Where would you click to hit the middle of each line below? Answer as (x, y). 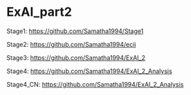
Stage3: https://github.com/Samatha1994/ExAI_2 (76, 57)
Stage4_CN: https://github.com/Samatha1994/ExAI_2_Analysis (95, 84)
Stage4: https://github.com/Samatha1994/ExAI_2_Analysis (89, 71)
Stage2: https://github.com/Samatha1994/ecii (71, 44)
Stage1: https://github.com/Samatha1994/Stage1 (75, 31)
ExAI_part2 (39, 12)
